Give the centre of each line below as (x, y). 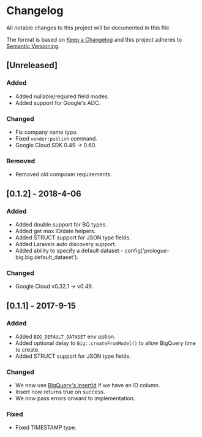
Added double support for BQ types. (61, 224)
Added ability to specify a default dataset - (69, 250)
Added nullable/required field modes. (62, 96)
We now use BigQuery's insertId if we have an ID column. (88, 385)
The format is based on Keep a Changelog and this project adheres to (94, 39)
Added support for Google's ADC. (58, 102)
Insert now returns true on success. (60, 392)
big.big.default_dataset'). (47, 257)
